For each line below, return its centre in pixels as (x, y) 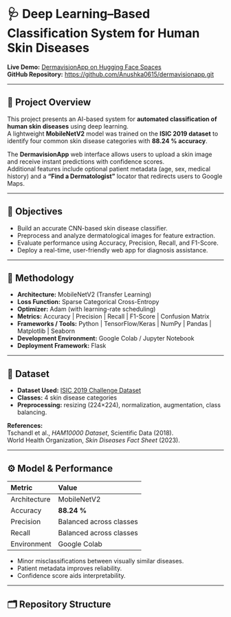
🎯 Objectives (35, 212)
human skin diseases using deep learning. (68, 126)
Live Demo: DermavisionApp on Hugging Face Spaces (84, 67)
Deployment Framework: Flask (62, 346)
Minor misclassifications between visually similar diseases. (100, 561)
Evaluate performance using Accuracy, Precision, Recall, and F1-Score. (118, 243)
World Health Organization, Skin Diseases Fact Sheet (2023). (94, 440)
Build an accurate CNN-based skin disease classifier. (92, 228)
